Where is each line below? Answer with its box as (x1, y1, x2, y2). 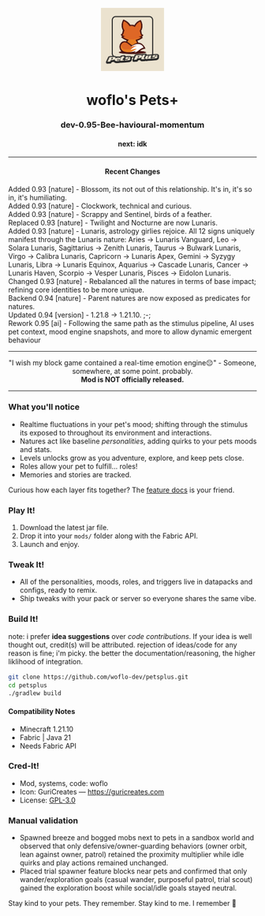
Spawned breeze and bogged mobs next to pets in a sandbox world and (19, 833, 255, 843)
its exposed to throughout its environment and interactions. (19, 428, 212, 437)
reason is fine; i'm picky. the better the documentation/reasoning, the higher (8, 648, 256, 658)
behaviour (8, 335, 41, 345)
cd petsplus (8, 681, 47, 690)
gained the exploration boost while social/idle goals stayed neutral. (19, 884, 237, 893)
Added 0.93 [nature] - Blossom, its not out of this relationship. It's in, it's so (8, 184, 252, 193)
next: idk (118, 139, 147, 148)
